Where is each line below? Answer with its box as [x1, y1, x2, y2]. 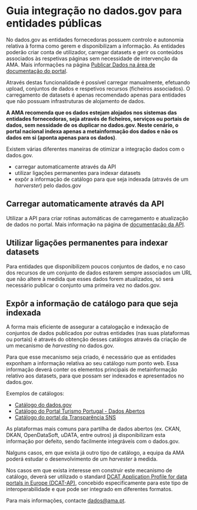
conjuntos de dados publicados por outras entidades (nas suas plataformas [6, 330, 190, 337]
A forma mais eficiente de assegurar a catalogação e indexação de [6, 323, 169, 330]
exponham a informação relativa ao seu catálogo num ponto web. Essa [6, 360, 179, 367]
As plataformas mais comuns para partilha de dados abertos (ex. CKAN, [6, 425, 181, 432]
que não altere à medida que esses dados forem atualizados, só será [6, 275, 174, 282]
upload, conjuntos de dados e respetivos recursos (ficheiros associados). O [6, 85, 191, 92]
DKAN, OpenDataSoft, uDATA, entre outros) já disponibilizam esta [6, 432, 166, 439]
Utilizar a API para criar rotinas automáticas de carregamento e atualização [6, 214, 189, 221]
